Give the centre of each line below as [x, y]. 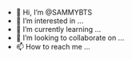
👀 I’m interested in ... [50, 21]
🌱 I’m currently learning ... [58, 29]
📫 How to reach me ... [53, 47]
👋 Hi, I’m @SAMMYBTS [54, 12]
